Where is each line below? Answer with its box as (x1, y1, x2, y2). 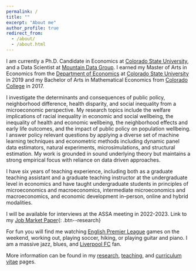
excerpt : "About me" (6, 19, 57, 25)
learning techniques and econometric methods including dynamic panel (6, 138, 180, 145)
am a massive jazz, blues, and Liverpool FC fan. (6, 240, 121, 247)
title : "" (6, 14, 31, 20)
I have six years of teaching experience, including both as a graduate (6, 168, 173, 175)
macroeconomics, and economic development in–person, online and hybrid (6, 192, 189, 200)
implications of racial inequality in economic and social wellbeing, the (6, 112, 174, 119)
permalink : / (6, 8, 38, 15)
